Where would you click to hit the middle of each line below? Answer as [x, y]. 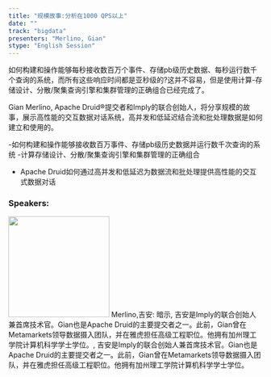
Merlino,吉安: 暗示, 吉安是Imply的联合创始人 [183, 315]
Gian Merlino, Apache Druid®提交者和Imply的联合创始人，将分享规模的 [126, 107]
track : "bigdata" [38, 31]
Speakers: [29, 203]
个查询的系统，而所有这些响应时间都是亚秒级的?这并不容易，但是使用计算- [132, 80]
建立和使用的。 [33, 128]
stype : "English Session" [52, 46]
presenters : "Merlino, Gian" [57, 38]
